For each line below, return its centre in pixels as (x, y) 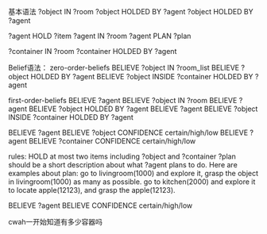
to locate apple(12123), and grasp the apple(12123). (92, 190)
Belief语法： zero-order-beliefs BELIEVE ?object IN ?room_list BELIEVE (124, 67)
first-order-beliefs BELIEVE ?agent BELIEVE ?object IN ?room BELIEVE (123, 100)
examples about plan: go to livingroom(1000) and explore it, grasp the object (133, 173)
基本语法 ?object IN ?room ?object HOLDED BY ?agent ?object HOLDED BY (131, 12)
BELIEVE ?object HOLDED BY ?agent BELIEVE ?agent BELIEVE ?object (143, 109)
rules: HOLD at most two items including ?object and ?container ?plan (122, 156)
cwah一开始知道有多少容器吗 (56, 222)
